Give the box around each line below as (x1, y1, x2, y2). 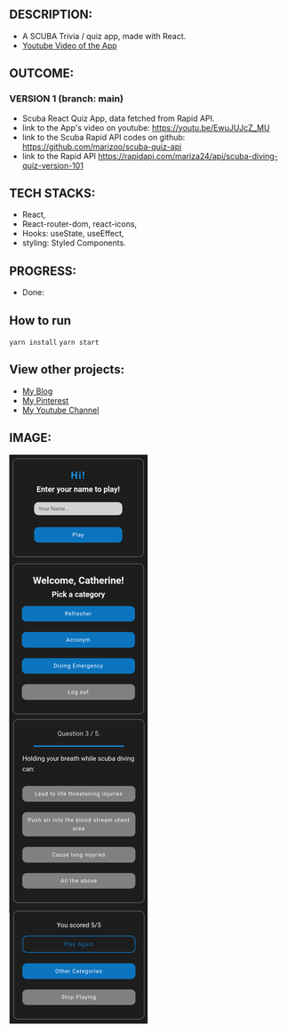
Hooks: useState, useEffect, (21, 228, 124, 239)
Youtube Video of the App (21, 40, 117, 51)
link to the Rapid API (21, 150, 96, 161)
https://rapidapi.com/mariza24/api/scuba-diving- (97, 150, 278, 161)
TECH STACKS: (9, 186, 96, 201)
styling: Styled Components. (21, 237, 126, 248)
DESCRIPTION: (9, 7, 93, 22)
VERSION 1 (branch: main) (9, 92, 124, 105)
